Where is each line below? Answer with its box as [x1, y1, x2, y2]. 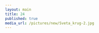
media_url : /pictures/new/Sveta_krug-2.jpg [5, 20, 95, 26]
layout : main [5, 7, 32, 12]
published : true [5, 16, 38, 21]
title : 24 [5, 12, 25, 16]
